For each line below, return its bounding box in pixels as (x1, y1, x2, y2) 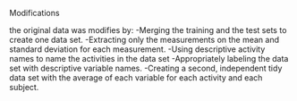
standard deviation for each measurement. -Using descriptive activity (9, 44, 266, 55)
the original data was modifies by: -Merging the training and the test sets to (9, 25, 287, 35)
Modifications (9, 8, 60, 18)
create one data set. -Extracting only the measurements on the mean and (9, 35, 280, 45)
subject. (9, 82, 39, 92)
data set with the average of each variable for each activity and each (9, 72, 263, 83)
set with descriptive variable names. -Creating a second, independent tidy (9, 63, 283, 73)
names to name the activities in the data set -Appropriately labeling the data (9, 54, 289, 63)
